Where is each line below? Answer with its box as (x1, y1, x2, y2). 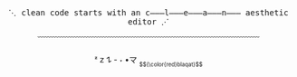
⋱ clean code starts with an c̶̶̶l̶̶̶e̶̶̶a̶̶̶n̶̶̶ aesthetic (8, 8, 289, 17)
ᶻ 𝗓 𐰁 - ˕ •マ (94, 54, 138, 64)
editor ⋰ (127, 17, 170, 26)
